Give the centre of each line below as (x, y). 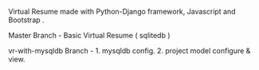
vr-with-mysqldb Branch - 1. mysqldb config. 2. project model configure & (129, 51)
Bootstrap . (27, 20)
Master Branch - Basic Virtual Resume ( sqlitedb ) (89, 35)
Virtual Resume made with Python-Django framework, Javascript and (122, 12)
